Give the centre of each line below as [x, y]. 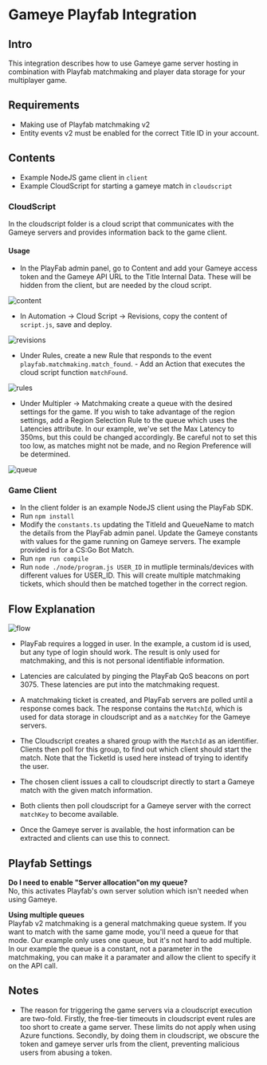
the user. [34, 767]
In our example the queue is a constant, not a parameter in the [110, 949]
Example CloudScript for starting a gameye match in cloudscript [126, 186]
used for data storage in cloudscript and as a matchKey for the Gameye [135, 717]
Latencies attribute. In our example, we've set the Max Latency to [127, 429]
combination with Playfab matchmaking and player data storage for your [127, 72]
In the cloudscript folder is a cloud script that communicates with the [121, 223]
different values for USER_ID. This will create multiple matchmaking [130, 575]
